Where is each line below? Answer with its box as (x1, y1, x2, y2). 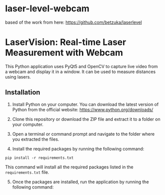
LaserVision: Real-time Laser (5, 37, 127, 48)
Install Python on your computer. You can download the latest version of (12, 101, 159, 107)
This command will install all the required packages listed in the (5, 164, 134, 170)
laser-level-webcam (5, 3, 90, 14)
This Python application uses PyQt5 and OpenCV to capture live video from (5, 63, 158, 69)
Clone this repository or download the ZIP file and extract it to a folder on (12, 116, 161, 122)
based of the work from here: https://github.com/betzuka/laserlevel (5, 19, 142, 25)
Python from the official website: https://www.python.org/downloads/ (12, 107, 154, 113)
